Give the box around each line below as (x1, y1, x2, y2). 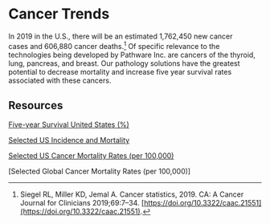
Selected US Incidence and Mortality (8, 136, 130, 145)
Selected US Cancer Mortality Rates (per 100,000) (8, 151, 174, 161)
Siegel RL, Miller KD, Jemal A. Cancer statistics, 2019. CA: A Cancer (19, 189, 244, 199)
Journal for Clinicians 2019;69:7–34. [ (19, 198, 145, 208)
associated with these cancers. (8, 75, 112, 85)
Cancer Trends (8, 5, 110, 23)
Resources (8, 98, 63, 112)
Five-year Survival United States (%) (8, 120, 130, 129)
